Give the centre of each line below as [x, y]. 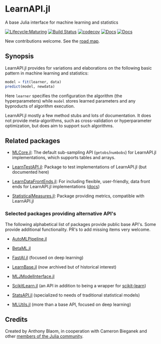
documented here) [30, 172]
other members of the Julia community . [44, 336]
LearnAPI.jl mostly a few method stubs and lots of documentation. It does [78, 115]
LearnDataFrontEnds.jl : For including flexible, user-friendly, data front [81, 181]
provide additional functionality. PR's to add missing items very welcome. [78, 229]
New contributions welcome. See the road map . [52, 41]
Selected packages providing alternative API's [61, 214]
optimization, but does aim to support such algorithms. [59, 126]
